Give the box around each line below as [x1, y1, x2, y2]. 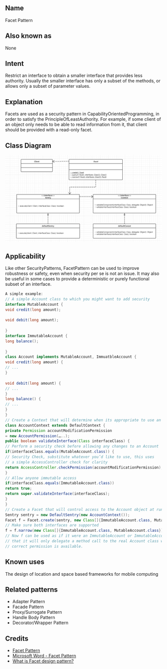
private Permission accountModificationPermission [5, 428, 112, 433]
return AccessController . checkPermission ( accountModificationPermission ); [5, 465, 164, 470]
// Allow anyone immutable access [5, 475, 77, 480]
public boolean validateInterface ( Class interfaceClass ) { [5, 439, 130, 444]
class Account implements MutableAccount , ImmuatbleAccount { [5, 354, 137, 360]
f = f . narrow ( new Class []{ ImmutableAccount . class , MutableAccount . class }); [5, 528, 166, 533]
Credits [5, 634, 29, 643]
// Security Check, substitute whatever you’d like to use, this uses [5, 454, 155, 459]
